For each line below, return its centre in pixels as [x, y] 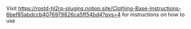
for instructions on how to [153, 14]
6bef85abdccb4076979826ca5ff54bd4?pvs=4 [63, 14]
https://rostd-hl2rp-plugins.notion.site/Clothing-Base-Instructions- [100, 8]
